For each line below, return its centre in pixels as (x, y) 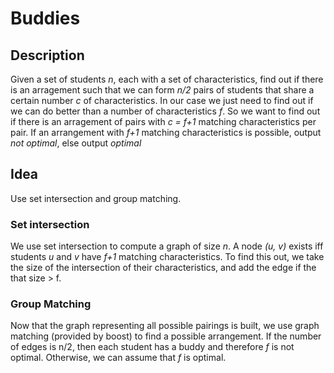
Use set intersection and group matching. (96, 198)
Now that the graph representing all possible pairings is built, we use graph (165, 326)
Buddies (45, 18)
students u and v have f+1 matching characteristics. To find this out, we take (167, 257)
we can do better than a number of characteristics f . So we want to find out (165, 111)
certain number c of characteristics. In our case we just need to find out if (162, 100)
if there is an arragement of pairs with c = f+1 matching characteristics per (163, 121)
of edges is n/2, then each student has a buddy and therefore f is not (152, 347)
